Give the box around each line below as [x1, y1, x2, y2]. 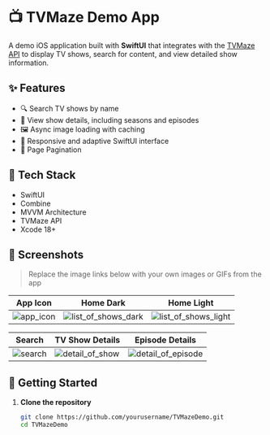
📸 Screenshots [8, 247, 84, 262]
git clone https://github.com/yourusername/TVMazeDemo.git [19, 413, 225, 421]
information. [8, 58, 49, 67]
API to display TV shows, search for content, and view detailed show [8, 49, 238, 59]
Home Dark [80, 298, 126, 309]
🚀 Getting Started [8, 376, 98, 389]
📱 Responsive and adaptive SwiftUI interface [19, 136, 169, 146]
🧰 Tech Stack [8, 168, 76, 182]
